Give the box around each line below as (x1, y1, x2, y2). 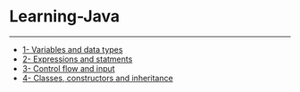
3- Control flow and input (21, 63, 115, 73)
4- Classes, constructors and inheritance (21, 72, 174, 83)
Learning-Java (9, 6, 121, 27)
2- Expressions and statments (21, 54, 133, 64)
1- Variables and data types (21, 44, 123, 54)
